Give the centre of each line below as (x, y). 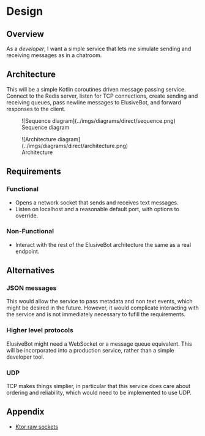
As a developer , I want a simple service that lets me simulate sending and (99, 49)
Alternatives (31, 271)
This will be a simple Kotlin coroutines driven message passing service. (96, 89)
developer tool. (25, 357)
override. (27, 216)
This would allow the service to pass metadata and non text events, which (99, 302)
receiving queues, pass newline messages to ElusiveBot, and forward (94, 102)
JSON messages (32, 288)
